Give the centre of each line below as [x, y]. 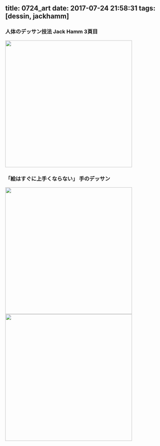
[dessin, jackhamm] [37, 16]
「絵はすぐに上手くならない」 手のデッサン [58, 179]
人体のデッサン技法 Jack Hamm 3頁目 [51, 31]
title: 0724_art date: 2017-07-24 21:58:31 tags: [81, 8]
